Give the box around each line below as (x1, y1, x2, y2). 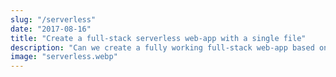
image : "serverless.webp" (10, 52, 118, 62)
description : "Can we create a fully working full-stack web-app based (10, 42, 315, 53)
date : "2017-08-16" (10, 24, 92, 34)
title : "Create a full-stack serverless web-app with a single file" (10, 33, 307, 43)
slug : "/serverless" (10, 14, 97, 25)
